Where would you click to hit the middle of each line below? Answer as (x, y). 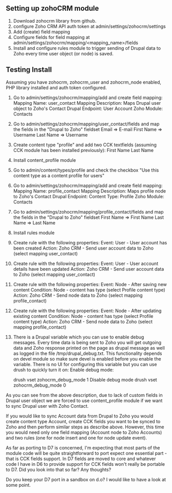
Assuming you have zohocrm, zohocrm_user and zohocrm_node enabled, (84, 82)
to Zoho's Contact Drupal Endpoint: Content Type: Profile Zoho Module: (89, 196)
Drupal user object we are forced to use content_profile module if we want (84, 401)
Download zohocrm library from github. (55, 21)
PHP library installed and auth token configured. (56, 87)
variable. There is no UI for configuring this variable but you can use (85, 364)
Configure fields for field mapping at (51, 37)
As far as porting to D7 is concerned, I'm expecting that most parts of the (83, 448)
